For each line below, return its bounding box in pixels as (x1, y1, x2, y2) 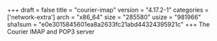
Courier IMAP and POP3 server (7, 27, 94, 36)
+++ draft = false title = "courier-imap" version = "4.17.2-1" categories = (7, 6, 209, 14)
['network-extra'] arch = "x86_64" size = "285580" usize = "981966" (7, 13, 201, 21)
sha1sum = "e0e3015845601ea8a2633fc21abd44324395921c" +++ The (7, 20, 210, 28)
